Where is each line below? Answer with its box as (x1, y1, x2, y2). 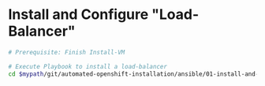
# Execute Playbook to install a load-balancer (8, 62, 168, 70)
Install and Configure (8, 6, 149, 24)
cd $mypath (8, 69, 44, 78)
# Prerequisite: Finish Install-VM (8, 48, 125, 56)
